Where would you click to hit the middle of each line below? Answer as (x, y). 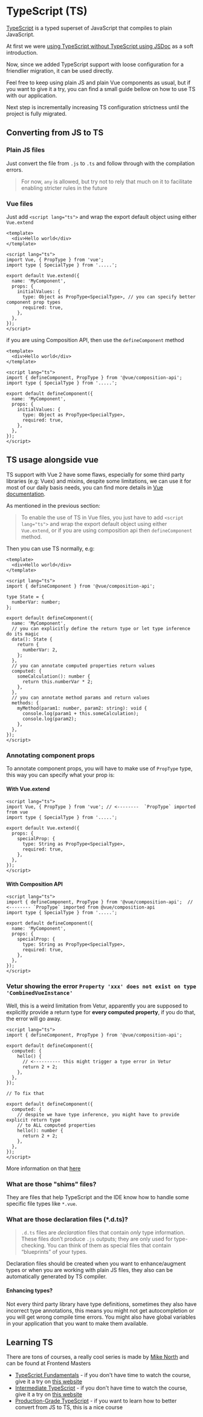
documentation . (26, 494)
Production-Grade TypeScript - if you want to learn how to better (96, 1401)
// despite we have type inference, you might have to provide (98, 1114)
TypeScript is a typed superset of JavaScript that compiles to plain (89, 28)
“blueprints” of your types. (54, 1252)
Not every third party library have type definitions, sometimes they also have (101, 1304)
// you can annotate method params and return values (81, 698)
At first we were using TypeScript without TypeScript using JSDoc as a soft (100, 46)
